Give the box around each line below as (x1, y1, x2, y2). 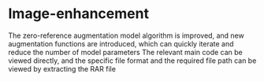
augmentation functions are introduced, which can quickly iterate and (8, 39, 234, 48)
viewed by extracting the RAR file (8, 64, 117, 73)
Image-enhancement (8, 5, 150, 23)
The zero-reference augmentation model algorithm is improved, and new (8, 31, 244, 40)
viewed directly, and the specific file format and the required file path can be (8, 56, 257, 65)
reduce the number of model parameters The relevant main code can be (8, 47, 243, 57)
